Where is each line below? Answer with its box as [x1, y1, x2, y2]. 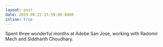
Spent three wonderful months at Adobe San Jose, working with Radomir [5, 31, 158, 37]
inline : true [5, 17, 33, 22]
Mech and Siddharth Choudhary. [5, 36, 74, 42]
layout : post [5, 7, 33, 13]
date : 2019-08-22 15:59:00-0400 [5, 12, 74, 17]
